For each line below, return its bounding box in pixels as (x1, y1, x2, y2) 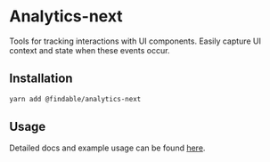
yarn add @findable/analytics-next (9, 94, 142, 103)
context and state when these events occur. (9, 45, 170, 55)
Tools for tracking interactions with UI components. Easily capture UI (9, 36, 261, 46)
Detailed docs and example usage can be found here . (9, 142, 206, 153)
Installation (9, 71, 73, 86)
